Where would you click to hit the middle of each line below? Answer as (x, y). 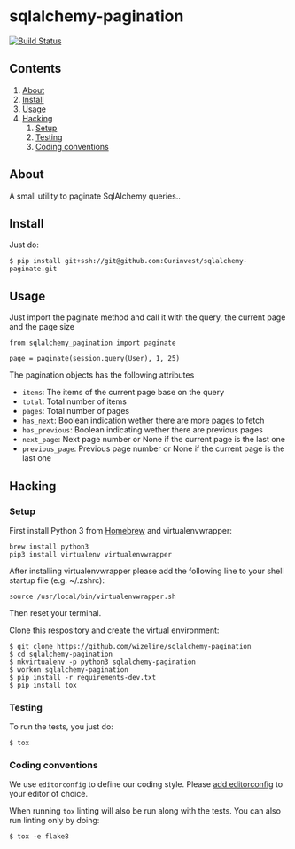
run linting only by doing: (54, 821)
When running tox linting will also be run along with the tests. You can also (145, 811)
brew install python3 (49, 547)
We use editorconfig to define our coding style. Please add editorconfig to (146, 784)
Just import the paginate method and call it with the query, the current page (147, 317)
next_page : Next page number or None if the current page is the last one (154, 440)
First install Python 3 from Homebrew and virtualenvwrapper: (120, 530)
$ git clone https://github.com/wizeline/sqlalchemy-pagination (130, 646)
